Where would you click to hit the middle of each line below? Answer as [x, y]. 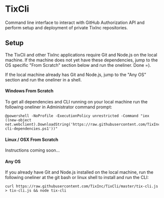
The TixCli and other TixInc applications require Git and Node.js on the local [81, 55]
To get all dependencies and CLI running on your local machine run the [76, 101]
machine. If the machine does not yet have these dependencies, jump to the [82, 60]
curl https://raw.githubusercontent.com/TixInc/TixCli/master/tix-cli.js [82, 186]
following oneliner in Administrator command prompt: [59, 107]
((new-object [18, 120]
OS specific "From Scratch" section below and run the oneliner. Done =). [78, 65]
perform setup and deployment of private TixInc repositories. [66, 27]
